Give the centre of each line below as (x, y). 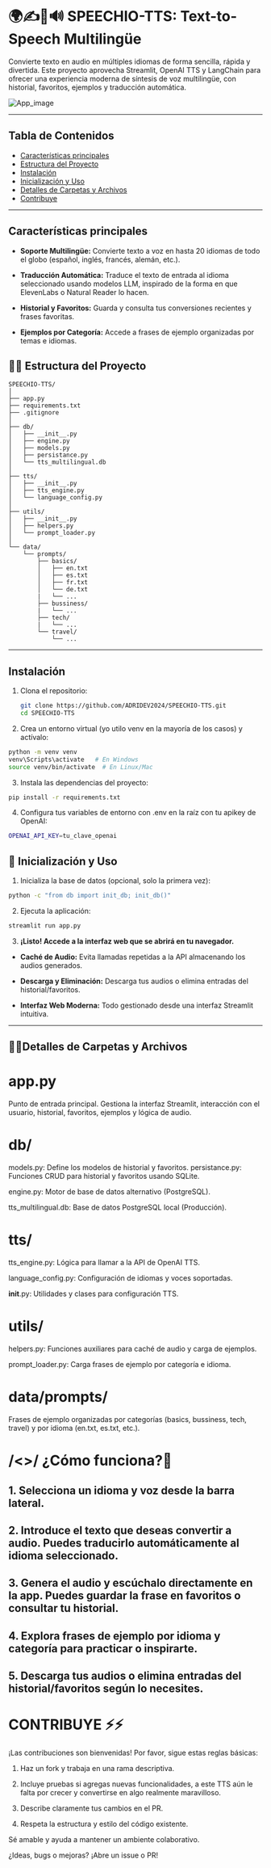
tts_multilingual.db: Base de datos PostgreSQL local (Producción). (118, 1207)
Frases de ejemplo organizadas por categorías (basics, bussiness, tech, (128, 1419)
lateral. (27, 1503)
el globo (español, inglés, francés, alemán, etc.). (100, 259)
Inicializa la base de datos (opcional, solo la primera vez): (115, 881)
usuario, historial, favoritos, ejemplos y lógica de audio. (100, 1113)
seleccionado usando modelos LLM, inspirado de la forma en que (129, 284)
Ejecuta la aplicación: (55, 911)
